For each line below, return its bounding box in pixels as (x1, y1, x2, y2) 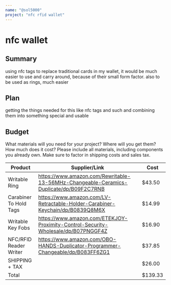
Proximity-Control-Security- (38, 221, 108, 228)
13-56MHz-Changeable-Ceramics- (38, 179, 128, 186)
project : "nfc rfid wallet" (5, 12, 65, 17)
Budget (5, 127, 29, 136)
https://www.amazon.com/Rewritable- (38, 173, 131, 180)
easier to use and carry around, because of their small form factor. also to (5, 74, 160, 80)
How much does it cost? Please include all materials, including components (5, 147, 163, 153)
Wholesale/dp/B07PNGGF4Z (38, 228, 108, 235)
